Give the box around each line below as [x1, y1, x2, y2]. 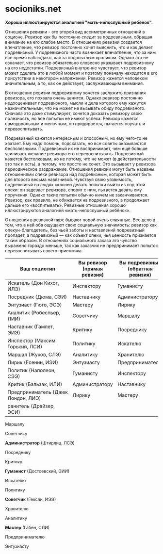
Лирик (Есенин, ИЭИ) [7, 359, 58, 366]
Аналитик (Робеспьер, [7, 309, 61, 316]
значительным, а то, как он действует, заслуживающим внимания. [5, 80, 144, 86]
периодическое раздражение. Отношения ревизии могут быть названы [5, 166, 154, 172]
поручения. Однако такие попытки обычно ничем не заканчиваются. [5, 192, 149, 197]
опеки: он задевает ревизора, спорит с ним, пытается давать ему [5, 187, 142, 193]
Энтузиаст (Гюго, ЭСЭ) [7, 301, 62, 308]
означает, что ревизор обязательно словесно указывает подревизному [5, 60, 154, 65]
